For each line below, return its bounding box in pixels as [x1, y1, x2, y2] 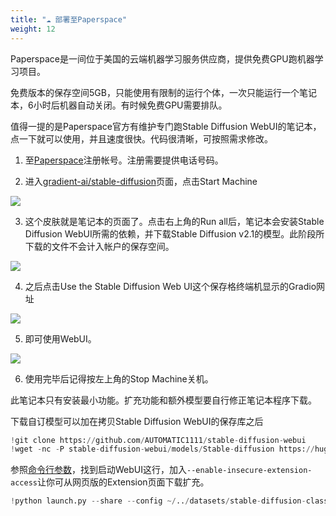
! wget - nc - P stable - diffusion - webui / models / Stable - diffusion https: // [10, 444, 315, 455]
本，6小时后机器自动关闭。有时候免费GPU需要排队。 [10, 99, 228, 111]
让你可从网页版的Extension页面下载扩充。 [36, 476, 210, 488]
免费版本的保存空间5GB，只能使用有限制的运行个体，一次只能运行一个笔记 [10, 86, 317, 98]
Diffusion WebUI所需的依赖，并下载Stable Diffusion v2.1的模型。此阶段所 [24, 227, 325, 240]
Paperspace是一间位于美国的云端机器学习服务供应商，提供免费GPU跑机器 [10, 52, 315, 65]
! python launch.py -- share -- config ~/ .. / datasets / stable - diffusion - [10, 496, 307, 506]
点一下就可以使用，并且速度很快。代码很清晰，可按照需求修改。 [10, 132, 273, 145]
